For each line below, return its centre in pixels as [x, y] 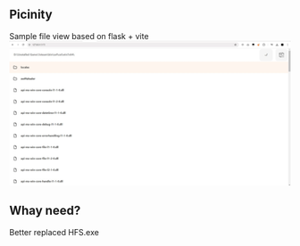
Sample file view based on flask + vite [79, 36]
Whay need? [45, 211]
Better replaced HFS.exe [54, 232]
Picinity [31, 15]
